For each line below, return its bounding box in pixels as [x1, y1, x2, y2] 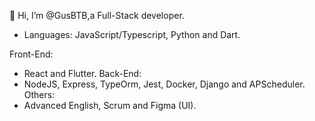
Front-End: [9, 48, 54, 60]
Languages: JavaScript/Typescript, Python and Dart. [23, 29, 241, 40]
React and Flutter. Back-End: [23, 68, 142, 79]
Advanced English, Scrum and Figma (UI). [23, 100, 197, 111]
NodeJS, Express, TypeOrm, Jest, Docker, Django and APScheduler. [23, 78, 306, 90]
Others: [23, 89, 56, 100]
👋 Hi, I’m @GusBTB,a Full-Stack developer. [9, 10, 185, 21]
